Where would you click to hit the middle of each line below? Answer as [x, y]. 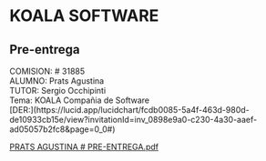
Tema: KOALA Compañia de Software [80, 100]
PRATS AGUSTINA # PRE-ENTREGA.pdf [84, 147]
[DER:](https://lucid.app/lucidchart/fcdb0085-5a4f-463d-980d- [129, 110]
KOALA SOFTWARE [84, 16]
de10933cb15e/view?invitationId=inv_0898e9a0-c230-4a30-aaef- [133, 120]
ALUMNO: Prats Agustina [57, 81]
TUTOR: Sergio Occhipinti [58, 91]
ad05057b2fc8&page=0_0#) [62, 129]
